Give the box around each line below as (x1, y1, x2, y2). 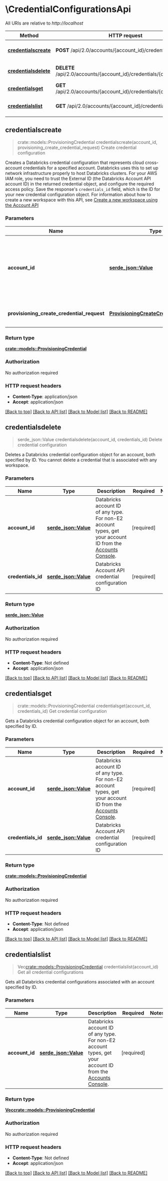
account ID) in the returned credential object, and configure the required (5, 180, 154, 186)
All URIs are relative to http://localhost (5, 20, 83, 26)
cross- (144, 159, 159, 165)
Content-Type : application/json (12, 393, 77, 400)
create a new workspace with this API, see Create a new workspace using (5, 196, 158, 203)
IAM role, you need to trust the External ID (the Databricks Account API (5, 175, 151, 181)
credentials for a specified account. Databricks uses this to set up (23, 164, 158, 171)
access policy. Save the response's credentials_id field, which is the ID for (5, 186, 160, 192)
